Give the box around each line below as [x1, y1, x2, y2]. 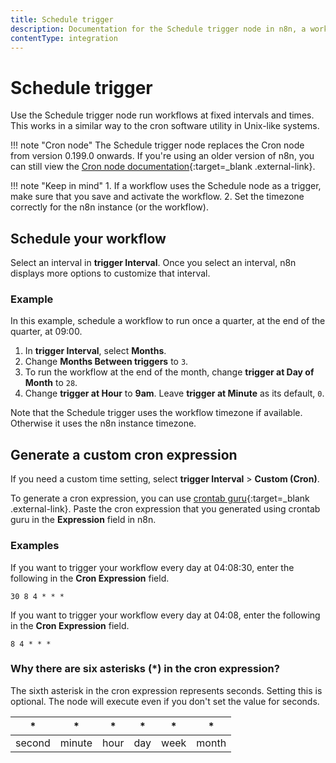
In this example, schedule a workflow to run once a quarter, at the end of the [10, 315, 326, 327]
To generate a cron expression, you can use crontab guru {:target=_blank [10, 492, 310, 505]
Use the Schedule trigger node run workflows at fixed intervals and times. [10, 109, 315, 121]
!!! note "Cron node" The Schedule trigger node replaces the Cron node [10, 139, 305, 151]
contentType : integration [10, 33, 118, 43]
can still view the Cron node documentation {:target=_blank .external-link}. [10, 161, 316, 173]
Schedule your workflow [10, 230, 167, 247]
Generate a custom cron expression [10, 446, 238, 463]
